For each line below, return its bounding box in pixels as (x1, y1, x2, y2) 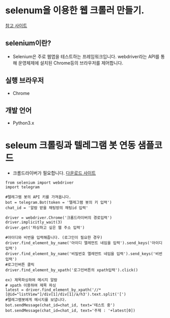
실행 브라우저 (5, 76, 44, 85)
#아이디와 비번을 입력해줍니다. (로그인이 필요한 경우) (5, 235, 103, 240)
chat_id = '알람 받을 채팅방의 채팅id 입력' (5, 205, 89, 211)
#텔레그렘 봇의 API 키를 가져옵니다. (5, 194, 71, 200)
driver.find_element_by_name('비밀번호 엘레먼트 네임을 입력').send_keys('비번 (5, 251, 163, 257)
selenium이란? (5, 39, 51, 47)
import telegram (5, 185, 40, 190)
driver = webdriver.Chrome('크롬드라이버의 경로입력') (5, 215, 112, 221)
